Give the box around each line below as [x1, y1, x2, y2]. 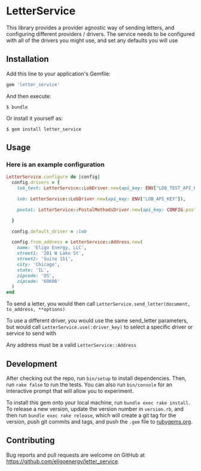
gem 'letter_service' [6, 81, 60, 87]
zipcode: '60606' [17, 278, 60, 284]
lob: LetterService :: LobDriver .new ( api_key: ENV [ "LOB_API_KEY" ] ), [17, 196, 186, 202]
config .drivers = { [11, 180, 60, 186]
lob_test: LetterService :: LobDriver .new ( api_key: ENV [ [17, 185, 157, 191]
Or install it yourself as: [6, 114, 63, 122]
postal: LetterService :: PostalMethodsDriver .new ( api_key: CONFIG [17, 207, 184, 213]
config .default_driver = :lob [11, 228, 87, 234]
